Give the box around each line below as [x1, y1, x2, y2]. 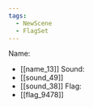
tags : [8, 11, 27, 20]
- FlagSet [15, 27, 49, 35]
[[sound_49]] [19, 73, 64, 83]
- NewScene [15, 19, 53, 27]
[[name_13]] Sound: [19, 64, 85, 74]
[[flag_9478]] [19, 90, 65, 100]
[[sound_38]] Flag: [19, 81, 82, 91]
